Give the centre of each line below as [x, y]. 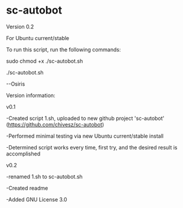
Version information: [31, 95]
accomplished [23, 154]
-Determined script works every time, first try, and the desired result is [92, 147]
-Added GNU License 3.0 [37, 199]
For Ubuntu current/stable [38, 38]
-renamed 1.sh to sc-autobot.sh [44, 176]
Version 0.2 [20, 27]
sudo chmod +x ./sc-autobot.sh [45, 61]
